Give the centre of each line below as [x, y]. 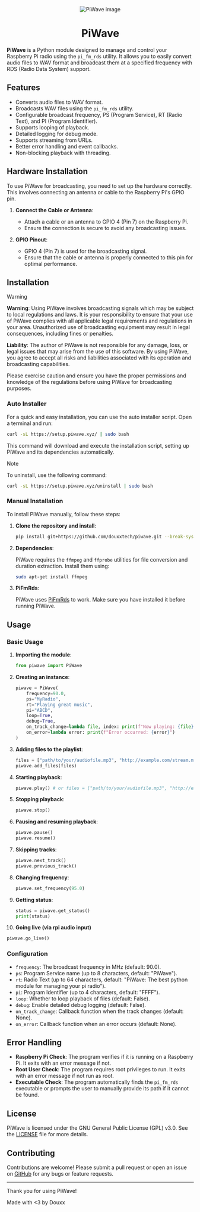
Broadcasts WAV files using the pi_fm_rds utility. [74, 108]
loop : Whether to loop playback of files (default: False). [82, 999]
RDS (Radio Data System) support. [49, 69]
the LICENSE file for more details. [47, 1134]
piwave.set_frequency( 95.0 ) [50, 888]
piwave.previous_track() [46, 866]
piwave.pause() [34, 833]
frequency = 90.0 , [46, 693]
